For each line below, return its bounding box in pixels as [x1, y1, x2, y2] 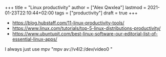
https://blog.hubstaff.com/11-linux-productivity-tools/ [12, 20, 125, 26]
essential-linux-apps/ [12, 36, 57, 42]
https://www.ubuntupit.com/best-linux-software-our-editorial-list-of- [12, 31, 158, 36]
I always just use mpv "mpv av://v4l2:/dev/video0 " [5, 46, 113, 52]
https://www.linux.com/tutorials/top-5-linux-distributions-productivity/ [12, 25, 161, 31]
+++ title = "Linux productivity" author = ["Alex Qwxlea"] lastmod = [5, 5, 147, 10]
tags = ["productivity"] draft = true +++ [55, 10, 138, 16]
